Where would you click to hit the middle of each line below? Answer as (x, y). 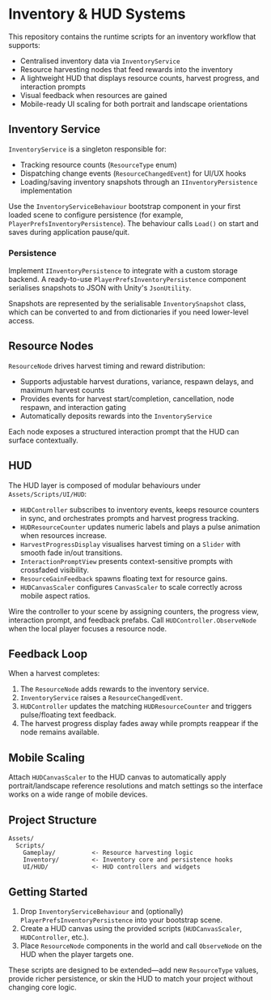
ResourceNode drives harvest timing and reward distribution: (107, 365)
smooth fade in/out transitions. (71, 553)
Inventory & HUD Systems (97, 14)
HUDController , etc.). (54, 937)
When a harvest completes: (54, 673)
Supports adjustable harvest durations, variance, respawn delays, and (137, 381)
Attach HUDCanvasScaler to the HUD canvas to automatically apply (117, 777)
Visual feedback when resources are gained (93, 95)
